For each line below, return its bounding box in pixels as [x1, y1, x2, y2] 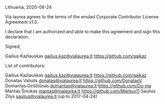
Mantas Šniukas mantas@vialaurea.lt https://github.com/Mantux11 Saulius [5, 88, 156, 94]
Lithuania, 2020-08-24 [5, 4, 52, 10]
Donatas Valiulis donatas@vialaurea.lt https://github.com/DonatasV [5, 78, 142, 83]
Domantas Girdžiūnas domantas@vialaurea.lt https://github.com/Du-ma [5, 83, 152, 89]
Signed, [5, 44, 21, 49]
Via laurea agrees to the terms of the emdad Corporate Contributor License [5, 14, 159, 19]
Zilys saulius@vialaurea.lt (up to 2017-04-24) [5, 94, 98, 99]
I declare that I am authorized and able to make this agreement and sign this [5, 29, 160, 34]
